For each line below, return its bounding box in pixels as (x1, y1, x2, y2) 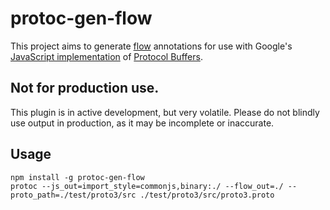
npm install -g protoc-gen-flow (10, 172, 145, 182)
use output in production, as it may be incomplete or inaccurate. (10, 117, 275, 129)
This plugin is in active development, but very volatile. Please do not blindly (10, 106, 320, 118)
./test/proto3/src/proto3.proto (139, 190, 275, 200)
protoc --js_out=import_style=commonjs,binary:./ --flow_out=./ (10, 181, 284, 191)
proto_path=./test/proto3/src (10, 190, 137, 200)
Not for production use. (10, 80, 160, 97)
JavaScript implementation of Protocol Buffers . (10, 50, 203, 62)
